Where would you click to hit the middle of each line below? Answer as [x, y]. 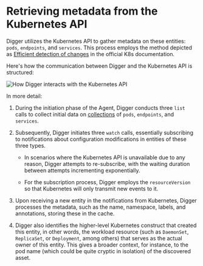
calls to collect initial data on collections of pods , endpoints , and [95, 114]
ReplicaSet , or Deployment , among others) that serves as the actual [98, 238]
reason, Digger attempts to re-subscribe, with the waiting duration [107, 164]
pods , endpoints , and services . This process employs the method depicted [99, 48]
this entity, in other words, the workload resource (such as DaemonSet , [102, 232]
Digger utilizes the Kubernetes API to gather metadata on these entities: [96, 41]
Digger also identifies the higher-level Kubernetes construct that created [106, 225]
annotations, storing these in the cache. [65, 213]
